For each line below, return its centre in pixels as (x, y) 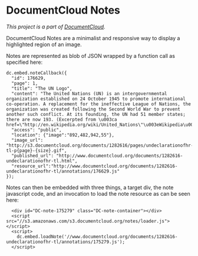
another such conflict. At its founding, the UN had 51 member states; (96, 114)
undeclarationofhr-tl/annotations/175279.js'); (66, 242)
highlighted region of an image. (44, 44)
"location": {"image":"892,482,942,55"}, (63, 135)
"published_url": (33, 155)
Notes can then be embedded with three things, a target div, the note (90, 187)
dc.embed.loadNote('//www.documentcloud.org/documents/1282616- (97, 236)
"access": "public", (37, 130)
